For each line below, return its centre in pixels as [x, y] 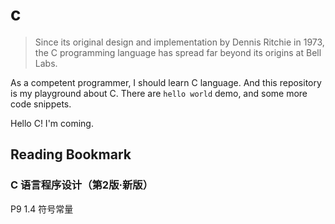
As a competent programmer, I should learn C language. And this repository [166, 82]
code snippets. [41, 104]
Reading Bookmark [71, 154]
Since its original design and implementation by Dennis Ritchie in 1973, [179, 42]
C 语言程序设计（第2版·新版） [82, 185]
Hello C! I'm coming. [52, 123]
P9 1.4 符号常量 [42, 209]
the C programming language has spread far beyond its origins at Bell [178, 52]
